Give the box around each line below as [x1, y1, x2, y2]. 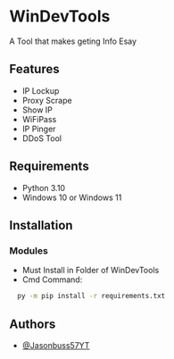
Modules [9, 244, 49, 256]
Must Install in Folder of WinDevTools [21, 265, 160, 276]
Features [9, 62, 60, 77]
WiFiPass [21, 113, 57, 124]
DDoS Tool [21, 132, 62, 144]
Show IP [21, 104, 54, 115]
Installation [9, 217, 73, 233]
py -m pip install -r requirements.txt [17, 292, 166, 301]
